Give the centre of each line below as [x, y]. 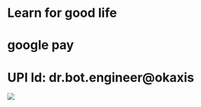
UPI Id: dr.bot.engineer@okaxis [101, 77]
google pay [41, 45]
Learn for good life [62, 13]
